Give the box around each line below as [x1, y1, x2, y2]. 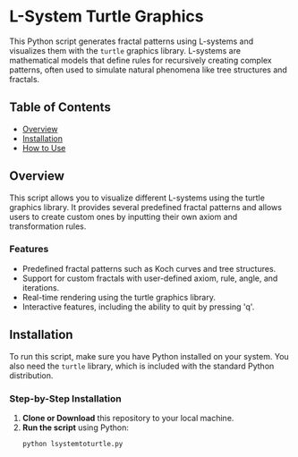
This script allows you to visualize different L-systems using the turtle [9, 192, 266, 203]
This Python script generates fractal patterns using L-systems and [9, 36, 254, 47]
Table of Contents [9, 100, 112, 115]
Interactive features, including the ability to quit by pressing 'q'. [21, 301, 255, 312]
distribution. [9, 369, 54, 381]
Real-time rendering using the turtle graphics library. [21, 292, 217, 302]
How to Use [21, 142, 66, 153]
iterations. [21, 282, 60, 292]
